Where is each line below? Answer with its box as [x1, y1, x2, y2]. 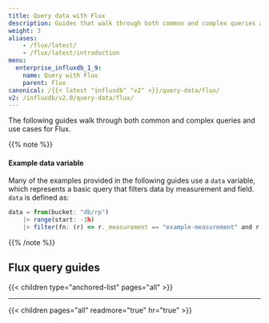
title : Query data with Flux [8, 11, 106, 20]
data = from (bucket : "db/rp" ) [8, 208, 110, 216]
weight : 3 [8, 26, 42, 34]
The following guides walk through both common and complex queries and [8, 115, 256, 125]
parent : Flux [22, 79, 66, 87]
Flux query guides [8, 261, 101, 275]
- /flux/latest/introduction [22, 49, 120, 57]
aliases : [8, 34, 38, 42]
